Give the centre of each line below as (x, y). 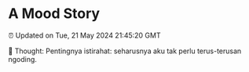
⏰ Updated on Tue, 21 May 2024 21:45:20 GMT (84, 35)
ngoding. (23, 59)
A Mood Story (54, 14)
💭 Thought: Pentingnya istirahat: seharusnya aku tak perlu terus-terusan (125, 51)
